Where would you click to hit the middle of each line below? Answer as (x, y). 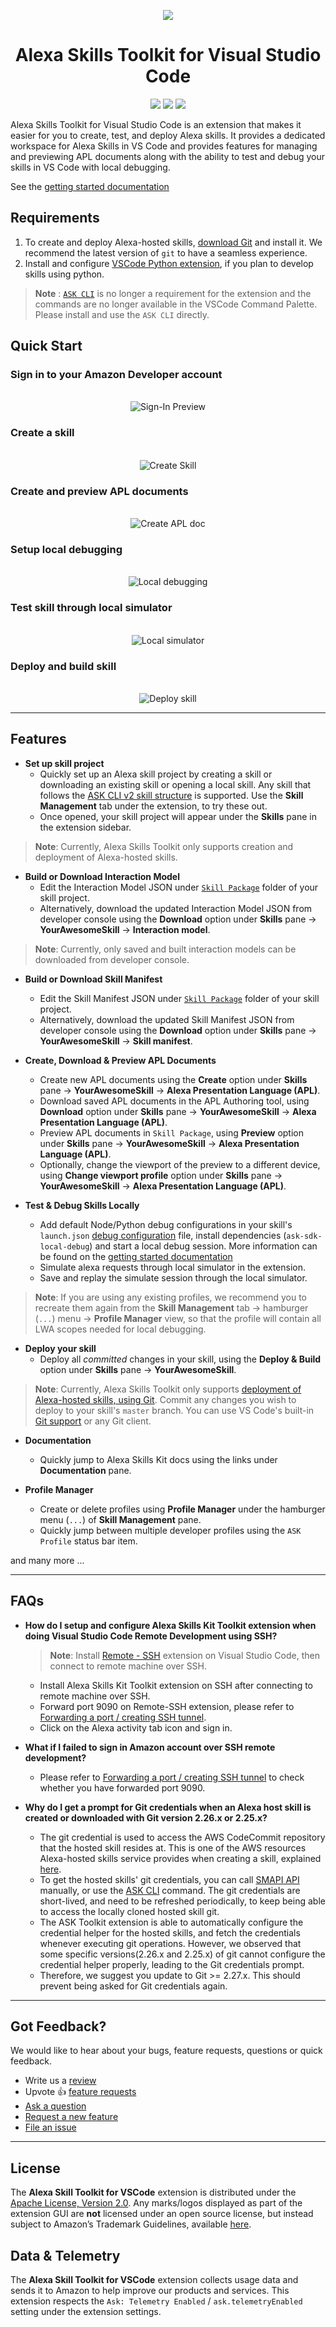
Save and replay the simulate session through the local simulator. (173, 1277)
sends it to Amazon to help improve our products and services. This (150, 2290)
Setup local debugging (66, 549)
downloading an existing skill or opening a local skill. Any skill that (175, 784)
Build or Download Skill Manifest (93, 979)
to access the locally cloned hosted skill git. (129, 1911)
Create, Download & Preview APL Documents (120, 1060)
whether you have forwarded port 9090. (122, 1787)
